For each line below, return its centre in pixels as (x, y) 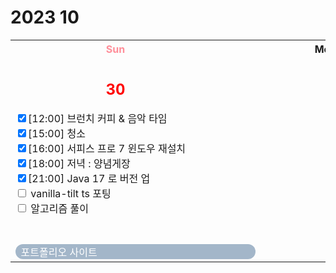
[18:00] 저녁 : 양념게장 (79, 164)
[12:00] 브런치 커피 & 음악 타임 (98, 119)
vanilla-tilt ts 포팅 (71, 194)
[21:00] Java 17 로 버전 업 (89, 179)
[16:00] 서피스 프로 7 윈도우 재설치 (107, 149)
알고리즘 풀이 (59, 209)
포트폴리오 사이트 (59, 252)
